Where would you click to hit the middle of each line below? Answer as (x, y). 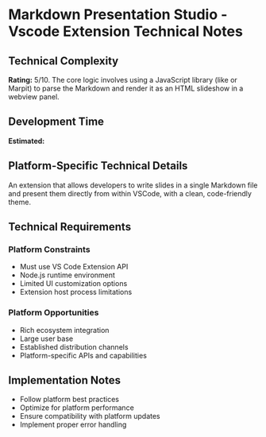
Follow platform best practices (69, 400)
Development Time (56, 122)
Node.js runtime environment (67, 275)
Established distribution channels (74, 346)
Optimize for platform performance (77, 408)
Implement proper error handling (73, 425)
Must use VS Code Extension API (74, 267)
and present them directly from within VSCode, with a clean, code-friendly (130, 193)
